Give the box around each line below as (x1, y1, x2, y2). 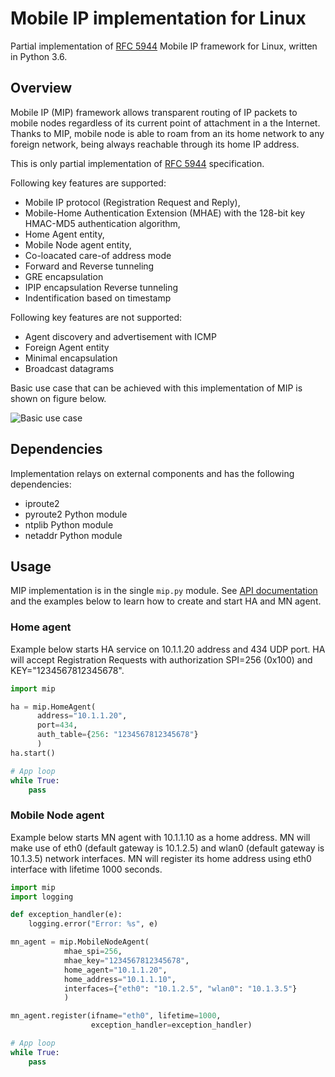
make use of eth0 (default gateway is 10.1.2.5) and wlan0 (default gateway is (10, 842, 325, 854)
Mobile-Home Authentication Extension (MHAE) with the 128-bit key (24, 207, 306, 219)
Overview (10, 80, 73, 97)
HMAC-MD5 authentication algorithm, (24, 217, 181, 229)
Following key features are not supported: (10, 311, 183, 323)
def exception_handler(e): (10, 910, 123, 920)
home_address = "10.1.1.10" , (63, 974, 177, 984)
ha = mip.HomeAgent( (10, 702, 97, 712)
